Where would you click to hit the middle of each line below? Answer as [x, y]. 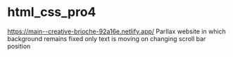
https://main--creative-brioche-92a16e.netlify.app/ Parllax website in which [117, 31]
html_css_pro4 [52, 12]
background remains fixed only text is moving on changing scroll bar [107, 38]
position [19, 46]
